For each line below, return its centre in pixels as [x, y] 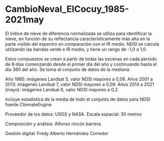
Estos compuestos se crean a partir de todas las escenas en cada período [81, 59]
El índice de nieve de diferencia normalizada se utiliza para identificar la [79, 33]
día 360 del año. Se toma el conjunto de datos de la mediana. [68, 69]
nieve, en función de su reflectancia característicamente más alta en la [78, 39]
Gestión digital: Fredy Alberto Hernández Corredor [57, 133]
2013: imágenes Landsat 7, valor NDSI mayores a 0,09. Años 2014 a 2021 [80, 84]
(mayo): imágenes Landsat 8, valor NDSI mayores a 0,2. [62, 89]
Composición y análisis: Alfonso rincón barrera [53, 124]
